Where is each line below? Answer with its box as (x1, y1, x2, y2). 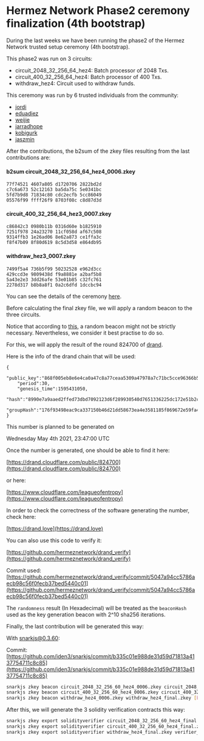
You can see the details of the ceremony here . (6, 293, 122, 300)
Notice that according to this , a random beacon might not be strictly (6, 322, 176, 330)
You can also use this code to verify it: (6, 537, 102, 544)
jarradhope (15, 122, 43, 130)
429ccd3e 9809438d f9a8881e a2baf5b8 (6, 271, 102, 277)
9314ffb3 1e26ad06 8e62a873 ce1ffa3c (6, 234, 102, 240)
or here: (6, 476, 26, 484)
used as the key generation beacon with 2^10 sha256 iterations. (6, 611, 166, 618)
